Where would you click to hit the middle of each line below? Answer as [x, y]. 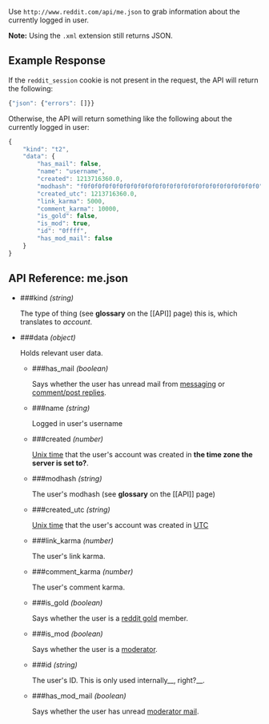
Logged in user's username [77, 423]
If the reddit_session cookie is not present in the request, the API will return [133, 80]
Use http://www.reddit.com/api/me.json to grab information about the [124, 12]
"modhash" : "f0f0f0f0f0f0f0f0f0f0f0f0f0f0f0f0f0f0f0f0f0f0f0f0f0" [150, 186]
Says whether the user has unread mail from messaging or [128, 384]
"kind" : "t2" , [46, 149]
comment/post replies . [69, 392]
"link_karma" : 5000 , [71, 201]
